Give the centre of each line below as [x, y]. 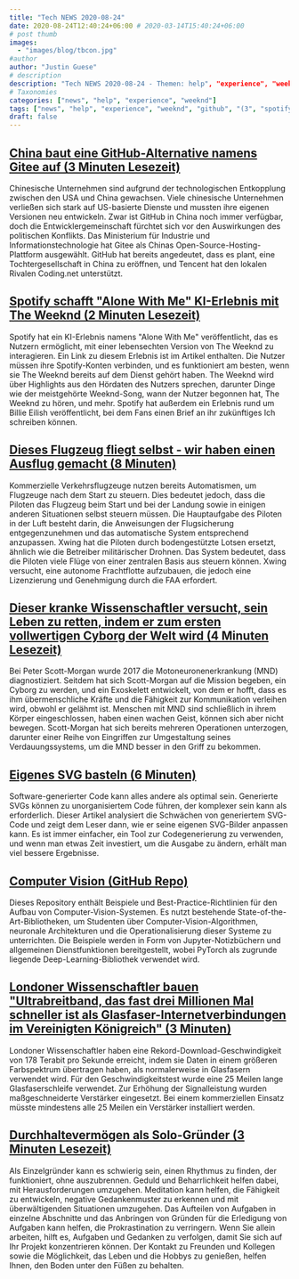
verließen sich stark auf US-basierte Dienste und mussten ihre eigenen [139, 207]
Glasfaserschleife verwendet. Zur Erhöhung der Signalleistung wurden [138, 1088]
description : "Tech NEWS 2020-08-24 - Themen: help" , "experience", [139, 84]
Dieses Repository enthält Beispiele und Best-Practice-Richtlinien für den [143, 902]
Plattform [26, 254]
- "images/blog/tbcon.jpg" [67, 51]
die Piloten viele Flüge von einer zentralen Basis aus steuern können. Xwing [148, 561]
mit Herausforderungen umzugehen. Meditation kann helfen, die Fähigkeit [145, 1189]
